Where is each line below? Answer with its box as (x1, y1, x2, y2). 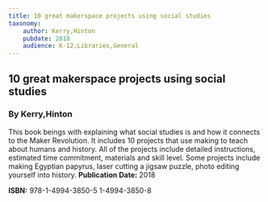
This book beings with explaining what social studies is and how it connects (8, 127, 261, 137)
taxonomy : (8, 19, 42, 27)
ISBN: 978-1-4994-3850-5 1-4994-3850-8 (8, 185, 152, 195)
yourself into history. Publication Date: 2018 (8, 170, 156, 179)
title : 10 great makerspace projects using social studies (8, 11, 211, 20)
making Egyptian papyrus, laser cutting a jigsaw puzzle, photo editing (8, 161, 240, 170)
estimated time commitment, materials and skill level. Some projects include (8, 153, 261, 162)
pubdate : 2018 (23, 34, 70, 43)
